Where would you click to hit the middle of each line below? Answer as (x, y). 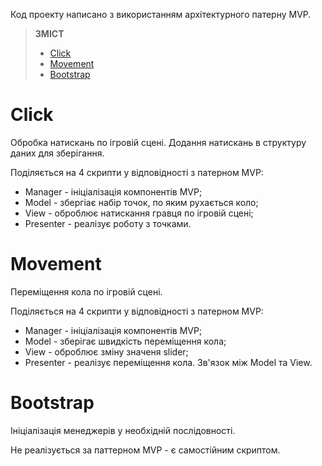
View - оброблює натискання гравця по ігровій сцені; (139, 213)
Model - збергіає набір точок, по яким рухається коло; (141, 202)
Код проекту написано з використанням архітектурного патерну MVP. (161, 14)
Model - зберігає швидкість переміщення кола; (125, 341)
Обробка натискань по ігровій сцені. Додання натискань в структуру (158, 142)
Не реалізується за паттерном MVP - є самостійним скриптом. (145, 450)
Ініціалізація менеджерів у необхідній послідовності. (123, 430)
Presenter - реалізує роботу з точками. (108, 223)
